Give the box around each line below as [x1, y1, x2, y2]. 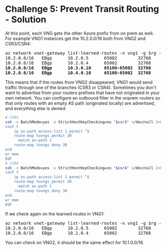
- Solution [5, 14, 46, 25]
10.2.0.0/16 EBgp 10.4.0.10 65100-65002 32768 [5, 70, 152, 75]
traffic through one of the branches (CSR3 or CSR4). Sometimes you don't [5, 84, 157, 90]
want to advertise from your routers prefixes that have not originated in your [5, 90, 160, 96]
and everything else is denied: [5, 105, 67, 111]
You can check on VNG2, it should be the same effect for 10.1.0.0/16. [5, 240, 144, 246]
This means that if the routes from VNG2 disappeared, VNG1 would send [5, 79, 153, 85]
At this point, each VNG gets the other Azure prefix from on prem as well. [5, 30, 154, 36]
